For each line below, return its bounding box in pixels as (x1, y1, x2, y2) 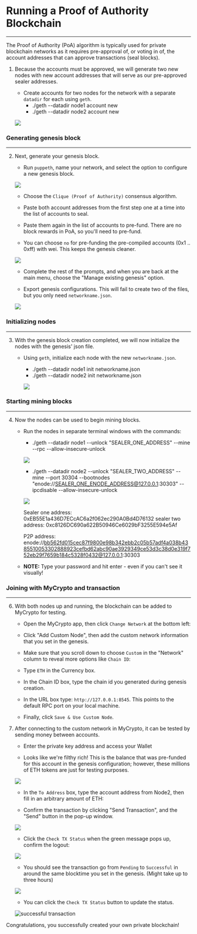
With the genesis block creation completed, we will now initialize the (14, 336, 180, 343)
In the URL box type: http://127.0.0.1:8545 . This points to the (23, 696, 175, 703)
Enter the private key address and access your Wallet (23, 742, 152, 750)
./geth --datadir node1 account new (32, 102, 118, 109)
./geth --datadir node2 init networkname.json (32, 371, 142, 379)
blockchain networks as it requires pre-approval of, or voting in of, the (6, 48, 175, 55)
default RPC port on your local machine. (23, 702, 120, 709)
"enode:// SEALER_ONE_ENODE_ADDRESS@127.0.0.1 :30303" (32, 480, 178, 487)
